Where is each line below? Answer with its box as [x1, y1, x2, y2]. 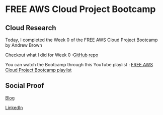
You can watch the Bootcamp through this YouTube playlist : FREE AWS [5, 62, 153, 67]
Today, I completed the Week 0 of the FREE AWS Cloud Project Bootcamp [5, 37, 158, 43]
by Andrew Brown [5, 42, 43, 48]
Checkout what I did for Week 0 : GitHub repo [5, 52, 99, 58]
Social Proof [5, 81, 44, 90]
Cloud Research [5, 24, 56, 32]
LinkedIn [5, 104, 23, 110]
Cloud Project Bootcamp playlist [5, 67, 72, 73]
